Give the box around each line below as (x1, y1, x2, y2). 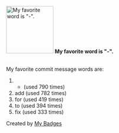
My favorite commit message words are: (6, 66, 104, 73)
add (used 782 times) (14, 90, 67, 96)
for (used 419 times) (14, 96, 64, 103)
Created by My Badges (6, 120, 62, 126)
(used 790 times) (23, 83, 65, 90)
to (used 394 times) (14, 102, 63, 109)
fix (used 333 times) (14, 109, 64, 115)
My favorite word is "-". (54, 48, 114, 55)
